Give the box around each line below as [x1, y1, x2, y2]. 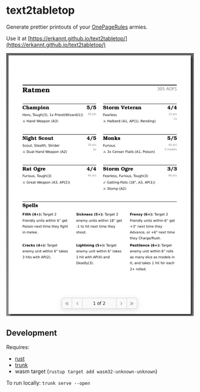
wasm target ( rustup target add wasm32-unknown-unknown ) [14, 368, 158, 375]
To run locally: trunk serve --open [6, 379, 90, 387]
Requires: [6, 344, 30, 351]
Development [6, 328, 58, 338]
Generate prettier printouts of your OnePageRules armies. [6, 23, 148, 30]
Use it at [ [6, 35, 30, 42]
